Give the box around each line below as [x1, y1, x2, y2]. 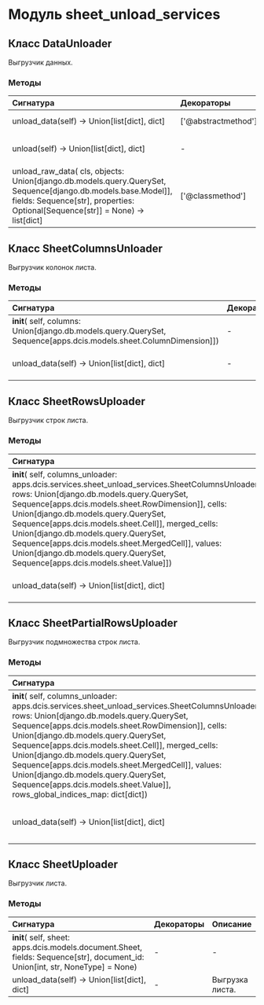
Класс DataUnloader [8, 37, 112, 50]
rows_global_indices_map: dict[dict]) [12, 789, 148, 800]
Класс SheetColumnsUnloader [8, 241, 163, 255]
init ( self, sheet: [12, 932, 71, 943]
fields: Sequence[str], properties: [12, 195, 135, 206]
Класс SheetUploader [8, 858, 119, 871]
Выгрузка [211, 974, 249, 985]
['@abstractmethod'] [180, 116, 258, 127]
